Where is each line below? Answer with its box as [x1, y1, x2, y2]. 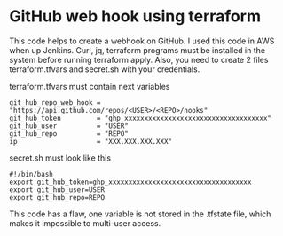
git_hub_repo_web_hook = [9, 98, 101, 107]
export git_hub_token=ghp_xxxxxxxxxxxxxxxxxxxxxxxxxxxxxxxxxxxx [9, 177, 252, 186]
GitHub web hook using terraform [9, 6, 262, 27]
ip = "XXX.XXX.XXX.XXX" [9, 137, 173, 146]
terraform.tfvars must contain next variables [9, 81, 170, 91]
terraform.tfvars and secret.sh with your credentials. [9, 64, 200, 75]
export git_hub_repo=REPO [9, 193, 105, 201]
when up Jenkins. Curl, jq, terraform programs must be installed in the [9, 44, 266, 55]
